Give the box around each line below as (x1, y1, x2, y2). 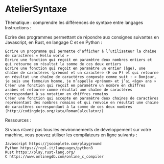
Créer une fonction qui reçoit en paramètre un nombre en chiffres (5, 83, 146, 88)
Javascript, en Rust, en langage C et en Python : (5, 39, 102, 45)
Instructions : (5, 24, 32, 30)
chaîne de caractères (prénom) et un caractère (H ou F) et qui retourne (5, 70, 159, 75)
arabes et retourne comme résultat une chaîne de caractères (5, 87, 133, 92)
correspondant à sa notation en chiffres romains (5, 91, 109, 96)
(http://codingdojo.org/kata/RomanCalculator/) (5, 108, 104, 113)
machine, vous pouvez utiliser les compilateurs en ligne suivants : (5, 132, 138, 138)
